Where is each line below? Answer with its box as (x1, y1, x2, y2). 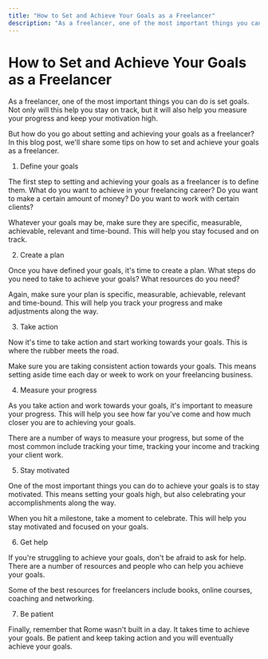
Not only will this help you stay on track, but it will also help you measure (8, 105, 247, 115)
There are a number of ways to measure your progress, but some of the (8, 433, 245, 443)
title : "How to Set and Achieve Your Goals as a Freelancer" (8, 11, 216, 20)
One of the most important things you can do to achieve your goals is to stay (8, 481, 260, 491)
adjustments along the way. (8, 306, 99, 316)
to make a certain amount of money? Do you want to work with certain (8, 194, 239, 203)
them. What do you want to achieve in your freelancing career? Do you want (8, 185, 258, 195)
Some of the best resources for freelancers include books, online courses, (8, 586, 253, 595)
